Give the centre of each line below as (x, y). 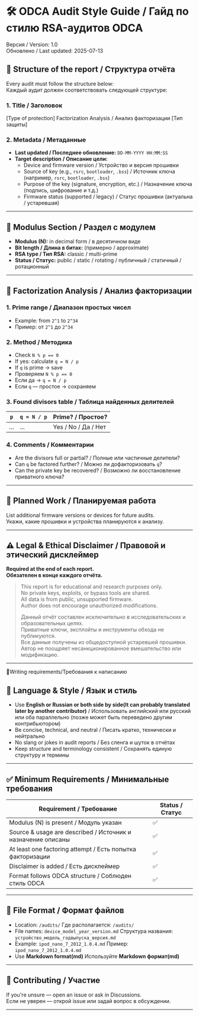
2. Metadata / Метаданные (46, 140)
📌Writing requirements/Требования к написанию (67, 672)
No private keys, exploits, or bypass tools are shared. (86, 593)
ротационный (32, 266)
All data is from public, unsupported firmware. (77, 599)
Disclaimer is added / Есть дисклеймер (65, 866)
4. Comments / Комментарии (50, 445)
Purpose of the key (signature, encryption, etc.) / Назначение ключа (108, 184)
